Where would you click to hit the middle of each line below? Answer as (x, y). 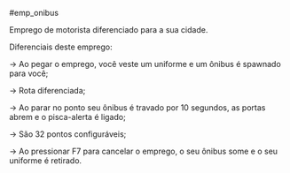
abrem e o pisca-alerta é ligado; (67, 117)
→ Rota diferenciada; (47, 90)
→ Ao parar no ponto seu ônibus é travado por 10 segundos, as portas (137, 108)
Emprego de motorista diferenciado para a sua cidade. (109, 30)
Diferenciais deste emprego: (61, 47)
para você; (29, 73)
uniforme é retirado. (46, 161)
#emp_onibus (34, 13)
